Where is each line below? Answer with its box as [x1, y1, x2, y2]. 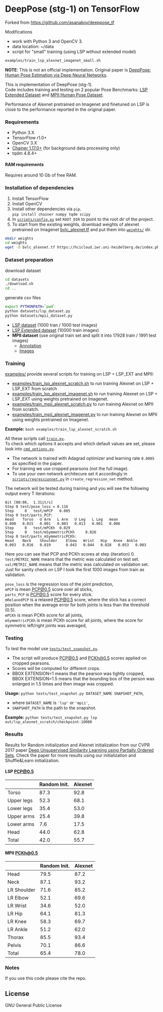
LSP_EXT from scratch [12, 386, 57, 392]
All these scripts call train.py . [5, 435, 65, 441]
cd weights [5, 240, 27, 245]
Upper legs [7, 797, 33, 804]
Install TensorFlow [12, 196, 49, 201]
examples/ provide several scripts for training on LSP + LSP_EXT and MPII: [5, 371, 154, 377]
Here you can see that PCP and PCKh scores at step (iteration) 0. [5, 551, 135, 557]
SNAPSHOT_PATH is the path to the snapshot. [12, 705, 97, 711]
